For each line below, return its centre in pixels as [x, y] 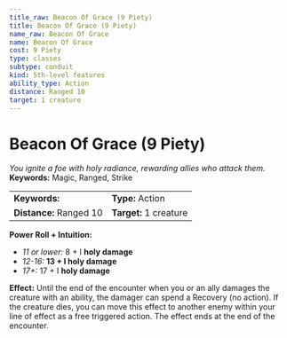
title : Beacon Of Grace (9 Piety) [73, 26]
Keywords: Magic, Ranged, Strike [71, 177]
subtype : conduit [41, 67]
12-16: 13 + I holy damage [69, 262]
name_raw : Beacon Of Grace [59, 34]
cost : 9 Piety [36, 51]
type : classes [36, 59]
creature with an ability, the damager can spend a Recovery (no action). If [144, 297]
